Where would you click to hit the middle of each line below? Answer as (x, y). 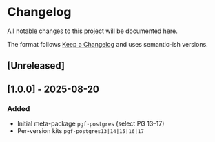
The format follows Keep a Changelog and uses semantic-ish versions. (107, 44)
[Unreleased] (36, 66)
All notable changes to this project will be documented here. (92, 31)
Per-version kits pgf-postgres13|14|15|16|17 (81, 131)
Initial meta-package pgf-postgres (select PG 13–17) (91, 123)
